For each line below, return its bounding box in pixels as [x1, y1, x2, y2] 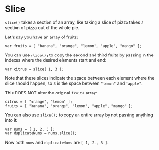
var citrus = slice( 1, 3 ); [5, 67, 64, 72]
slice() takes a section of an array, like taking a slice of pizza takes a [5, 19, 144, 25]
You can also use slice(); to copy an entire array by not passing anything [5, 112, 154, 118]
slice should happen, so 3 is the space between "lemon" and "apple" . [5, 80, 143, 86]
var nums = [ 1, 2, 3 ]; [5, 127, 55, 131]
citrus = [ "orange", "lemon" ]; [5, 99, 73, 104]
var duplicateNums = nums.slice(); [5, 131, 77, 136]
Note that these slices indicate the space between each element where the [5, 75, 155, 81]
